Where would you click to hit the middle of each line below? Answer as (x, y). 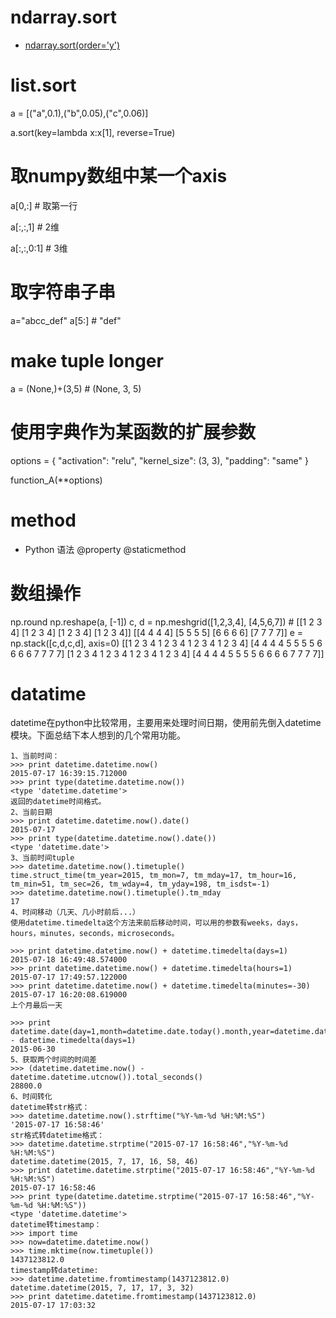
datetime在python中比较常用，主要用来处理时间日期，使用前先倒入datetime (166, 723)
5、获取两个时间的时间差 (53, 1060)
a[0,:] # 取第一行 (44, 205)
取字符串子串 (63, 292)
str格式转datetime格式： (57, 1136)
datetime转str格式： (50, 1107)
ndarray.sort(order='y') (72, 45)
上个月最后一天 (36, 1006)
